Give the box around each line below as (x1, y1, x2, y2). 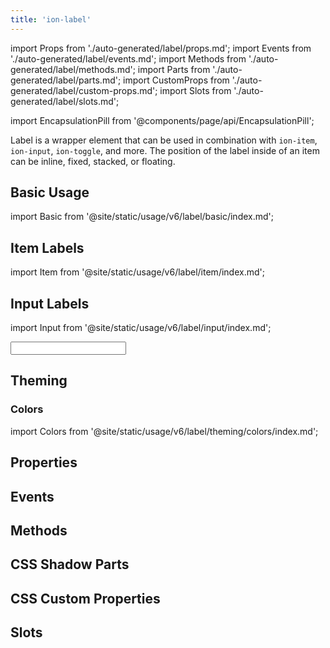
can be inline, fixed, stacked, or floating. (10, 155, 176, 167)
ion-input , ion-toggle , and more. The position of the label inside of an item (10, 144, 320, 156)
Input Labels (10, 295, 90, 312)
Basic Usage (10, 184, 90, 201)
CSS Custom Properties (10, 590, 161, 607)
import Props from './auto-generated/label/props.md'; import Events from (10, 42, 312, 54)
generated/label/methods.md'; (10, 63, 136, 75)
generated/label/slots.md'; (10, 95, 120, 107)
